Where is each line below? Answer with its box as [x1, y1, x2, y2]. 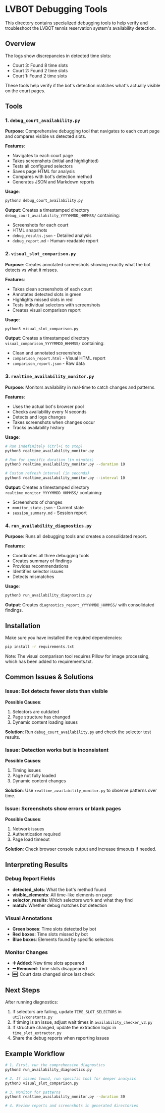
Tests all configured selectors [12, 163, 73, 169]
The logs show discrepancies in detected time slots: [5, 53, 111, 59]
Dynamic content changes [12, 777, 66, 784]
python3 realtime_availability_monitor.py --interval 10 [5, 475, 125, 480]
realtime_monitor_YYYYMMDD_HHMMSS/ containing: [5, 490, 103, 496]
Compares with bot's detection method [12, 174, 93, 179]
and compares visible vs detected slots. [5, 133, 87, 139]
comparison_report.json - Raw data [12, 360, 85, 366]
